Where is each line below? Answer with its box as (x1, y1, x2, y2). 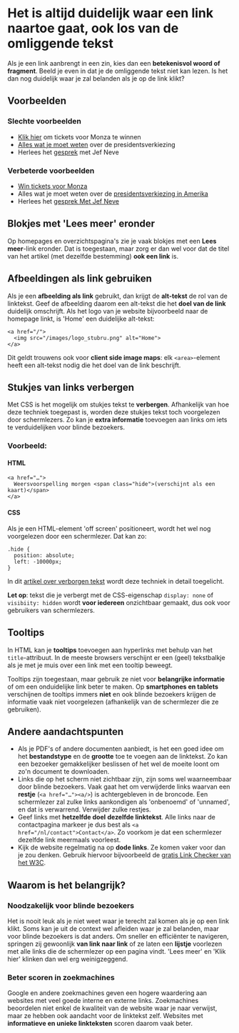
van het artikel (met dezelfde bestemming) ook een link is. (7, 251, 179, 260)
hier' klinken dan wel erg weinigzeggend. (7, 955, 128, 963)
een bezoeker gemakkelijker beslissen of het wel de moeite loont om (17, 759, 220, 769)
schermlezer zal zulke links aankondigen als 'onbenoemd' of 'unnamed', (17, 798, 230, 807)
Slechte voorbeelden (7, 116, 82, 126)
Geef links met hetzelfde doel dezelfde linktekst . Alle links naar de (17, 813, 215, 822)
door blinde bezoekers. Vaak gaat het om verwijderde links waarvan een (17, 782, 230, 791)
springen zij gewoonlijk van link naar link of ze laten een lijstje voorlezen (7, 939, 223, 948)
